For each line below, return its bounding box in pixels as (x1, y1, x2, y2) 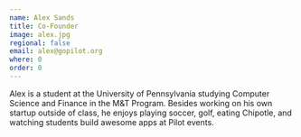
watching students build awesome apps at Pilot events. (9, 116, 214, 127)
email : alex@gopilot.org (9, 47, 103, 56)
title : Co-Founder (9, 22, 79, 31)
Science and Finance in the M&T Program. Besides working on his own (9, 97, 273, 108)
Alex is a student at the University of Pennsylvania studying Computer (9, 87, 270, 99)
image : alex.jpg (9, 30, 71, 39)
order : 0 (9, 64, 42, 73)
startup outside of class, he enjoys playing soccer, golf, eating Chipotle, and (9, 107, 292, 118)
